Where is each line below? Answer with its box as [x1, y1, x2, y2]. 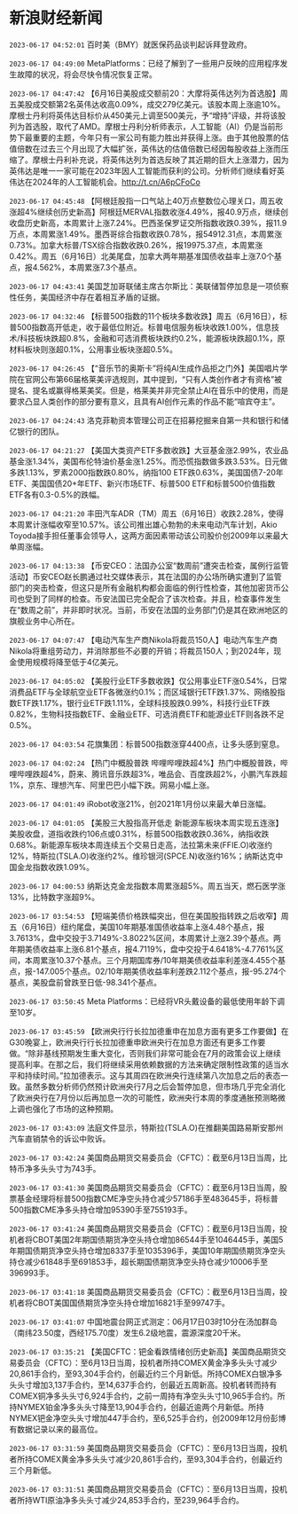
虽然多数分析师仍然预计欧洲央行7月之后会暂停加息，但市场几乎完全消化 [24, 1081, 286, 1092]
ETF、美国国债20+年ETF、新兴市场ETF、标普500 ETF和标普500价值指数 [9, 478, 276, 489]
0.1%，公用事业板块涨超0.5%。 [63, 343, 178, 355]
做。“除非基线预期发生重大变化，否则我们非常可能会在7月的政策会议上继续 [9, 1047, 282, 1058]
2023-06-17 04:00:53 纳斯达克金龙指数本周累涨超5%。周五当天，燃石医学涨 [9, 880, 286, 891]
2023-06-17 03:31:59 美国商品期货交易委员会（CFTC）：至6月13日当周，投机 [9, 1442, 288, 1453]
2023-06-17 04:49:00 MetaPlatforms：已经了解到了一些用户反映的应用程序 [9, 58, 281, 68]
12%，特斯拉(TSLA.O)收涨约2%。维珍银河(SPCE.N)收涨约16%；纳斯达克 [9, 851, 276, 861]
